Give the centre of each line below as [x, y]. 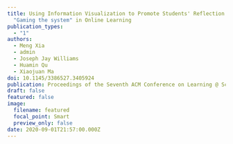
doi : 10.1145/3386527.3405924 [51, 78]
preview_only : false [43, 123]
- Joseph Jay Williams [46, 59]
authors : [20, 39]
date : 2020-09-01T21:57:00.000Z [54, 129]
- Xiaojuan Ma [34, 71]
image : [17, 104]
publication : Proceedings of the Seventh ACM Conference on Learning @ [113, 84]
